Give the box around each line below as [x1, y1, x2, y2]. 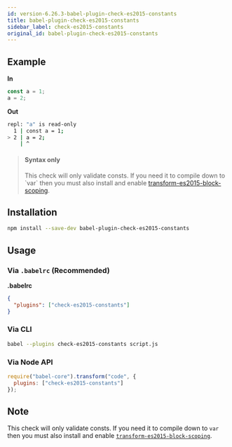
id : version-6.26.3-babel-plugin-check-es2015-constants [7, 10, 177, 18]
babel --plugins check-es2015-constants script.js [7, 340, 158, 347]
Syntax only [24, 155, 61, 164]
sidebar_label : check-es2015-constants [7, 23, 124, 30]
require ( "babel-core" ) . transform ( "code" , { [7, 373, 137, 380]
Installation [7, 206, 57, 218]
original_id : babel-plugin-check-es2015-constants [7, 29, 158, 37]
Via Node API [7, 357, 53, 367]
